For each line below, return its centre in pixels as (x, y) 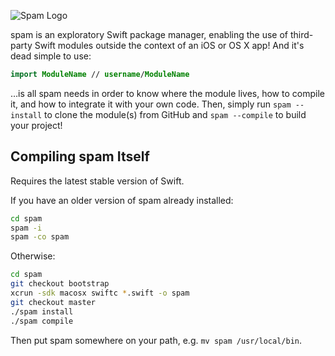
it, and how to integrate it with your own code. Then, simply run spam (151, 104)
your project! (36, 125)
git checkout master (53, 302)
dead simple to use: (51, 56)
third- (301, 34)
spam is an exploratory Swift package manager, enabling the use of (149, 34)
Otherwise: (33, 256)
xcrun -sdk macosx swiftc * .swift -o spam (100, 293)
